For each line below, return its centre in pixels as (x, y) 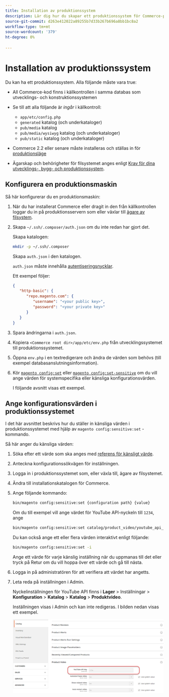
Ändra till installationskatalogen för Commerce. (61, 483)
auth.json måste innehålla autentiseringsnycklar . (63, 266)
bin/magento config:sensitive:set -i (52, 548)
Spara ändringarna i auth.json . (45, 333)
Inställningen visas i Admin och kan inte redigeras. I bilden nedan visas (86, 607)
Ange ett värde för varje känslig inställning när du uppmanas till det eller (87, 557)
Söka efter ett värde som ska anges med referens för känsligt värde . (83, 454)
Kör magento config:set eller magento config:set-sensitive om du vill (85, 372)
